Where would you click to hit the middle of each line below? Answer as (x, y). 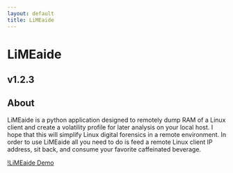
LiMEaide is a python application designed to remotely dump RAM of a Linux (116, 120)
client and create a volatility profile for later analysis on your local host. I (110, 127)
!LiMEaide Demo (31, 163)
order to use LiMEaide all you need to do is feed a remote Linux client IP (110, 142)
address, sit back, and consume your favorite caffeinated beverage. (104, 149)
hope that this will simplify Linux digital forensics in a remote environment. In (117, 134)
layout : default (31, 13)
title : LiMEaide (31, 20)
